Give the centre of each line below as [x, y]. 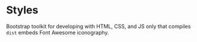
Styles [22, 10]
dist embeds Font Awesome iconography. [58, 32]
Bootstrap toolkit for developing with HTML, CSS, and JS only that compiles [99, 26]
